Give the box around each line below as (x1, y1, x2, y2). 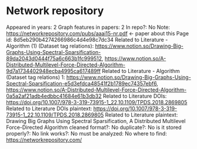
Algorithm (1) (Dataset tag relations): (6, 42, 94, 49)
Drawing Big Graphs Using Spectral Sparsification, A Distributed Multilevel (6, 117, 186, 124)
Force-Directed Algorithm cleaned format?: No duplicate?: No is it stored (6, 124, 182, 131)
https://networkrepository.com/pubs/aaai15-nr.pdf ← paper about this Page (6, 29, 189, 37)
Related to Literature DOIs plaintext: (6, 105, 92, 112)
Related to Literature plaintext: (105, 111, 178, 118)
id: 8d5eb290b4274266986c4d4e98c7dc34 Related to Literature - (6, 36, 168, 43)
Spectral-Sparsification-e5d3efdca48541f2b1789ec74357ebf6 (6, 80, 157, 87)
